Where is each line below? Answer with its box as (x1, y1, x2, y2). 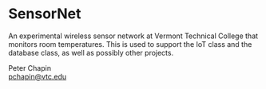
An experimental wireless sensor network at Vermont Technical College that (8, 31, 258, 41)
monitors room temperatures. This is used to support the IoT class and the (8, 39, 252, 48)
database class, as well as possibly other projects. (8, 48, 174, 57)
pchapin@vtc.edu (8, 72, 67, 81)
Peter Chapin (8, 63, 52, 72)
